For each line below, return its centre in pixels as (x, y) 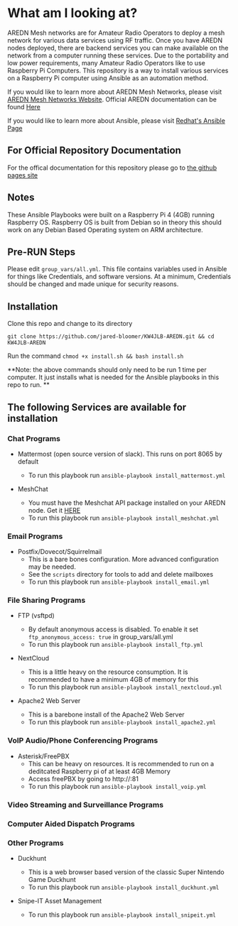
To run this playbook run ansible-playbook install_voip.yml (117, 786)
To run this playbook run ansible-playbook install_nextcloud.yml (125, 687)
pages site (23, 175)
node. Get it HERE (54, 510)
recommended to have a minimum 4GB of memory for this (113, 680)
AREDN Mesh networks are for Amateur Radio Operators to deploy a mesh (116, 33)
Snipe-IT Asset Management (60, 900)
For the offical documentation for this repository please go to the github (112, 168)
